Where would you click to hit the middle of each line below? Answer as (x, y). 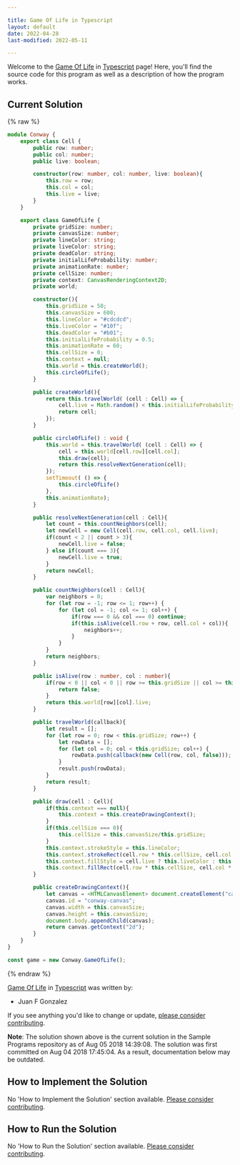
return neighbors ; (73, 657)
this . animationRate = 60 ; (84, 346)
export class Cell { (51, 141)
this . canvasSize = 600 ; (81, 313)
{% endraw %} (29, 974)
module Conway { (31, 135)
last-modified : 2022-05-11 (47, 40)
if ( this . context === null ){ (87, 808)
